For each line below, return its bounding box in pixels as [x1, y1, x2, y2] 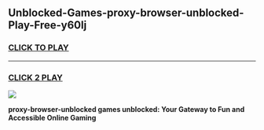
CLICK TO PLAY [8, 43, 69, 54]
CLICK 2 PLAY [8, 72, 63, 83]
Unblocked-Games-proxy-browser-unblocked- [8, 6, 244, 20]
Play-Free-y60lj [8, 19, 87, 32]
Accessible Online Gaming [8, 113, 97, 122]
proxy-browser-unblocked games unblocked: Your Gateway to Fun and [8, 104, 245, 113]
